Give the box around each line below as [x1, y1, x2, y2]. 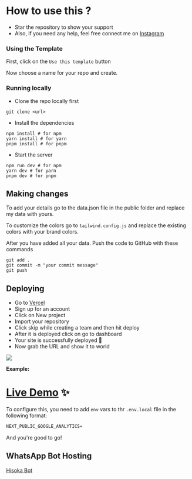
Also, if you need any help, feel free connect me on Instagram [14, 29, 164, 36]
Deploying [6, 284, 45, 294]
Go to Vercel [14, 299, 45, 307]
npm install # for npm [6, 131, 62, 137]
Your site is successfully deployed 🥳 [14, 337, 103, 344]
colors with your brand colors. [6, 228, 79, 235]
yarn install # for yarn [6, 135, 67, 142]
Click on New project [14, 312, 66, 319]
